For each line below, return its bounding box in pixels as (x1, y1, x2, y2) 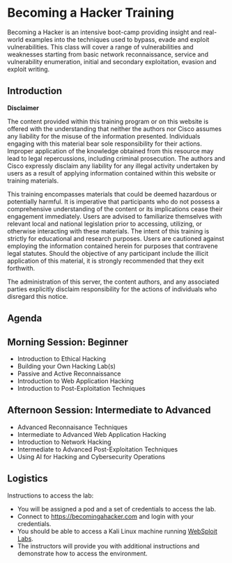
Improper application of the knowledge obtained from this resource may (7, 146, 214, 155)
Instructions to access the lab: (7, 491, 94, 500)
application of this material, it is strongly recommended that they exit (7, 256, 204, 265)
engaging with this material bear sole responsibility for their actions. (7, 139, 202, 148)
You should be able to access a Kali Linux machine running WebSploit (17, 527, 217, 535)
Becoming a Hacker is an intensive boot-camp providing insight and (7, 28, 202, 36)
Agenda (7, 312, 42, 325)
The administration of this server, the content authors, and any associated (7, 277, 219, 286)
